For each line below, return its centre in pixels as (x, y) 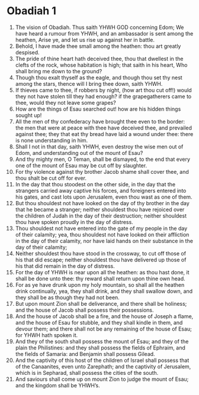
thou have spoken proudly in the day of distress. (74, 222)
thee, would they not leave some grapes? (65, 102)
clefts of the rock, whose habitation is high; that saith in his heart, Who (101, 65)
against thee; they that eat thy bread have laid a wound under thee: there (104, 134)
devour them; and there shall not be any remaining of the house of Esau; (103, 329)
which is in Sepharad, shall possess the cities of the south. (87, 373)
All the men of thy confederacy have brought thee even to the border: (100, 121)
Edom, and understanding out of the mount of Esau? (79, 153)
